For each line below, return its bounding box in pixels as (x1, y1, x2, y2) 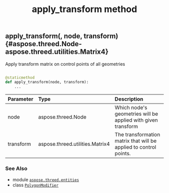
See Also (5, 165, 28, 172)
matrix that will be (115, 137, 157, 144)
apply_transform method (32, 4, 137, 15)
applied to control (115, 144, 156, 151)
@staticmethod (5, 75, 35, 80)
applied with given (115, 117, 158, 124)
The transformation (115, 131, 160, 138)
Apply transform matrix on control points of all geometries (5, 61, 125, 67)
